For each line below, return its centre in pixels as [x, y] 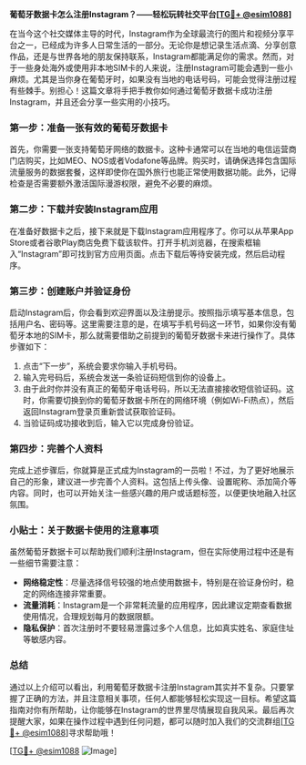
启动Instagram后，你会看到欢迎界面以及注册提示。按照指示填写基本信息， [148, 312]
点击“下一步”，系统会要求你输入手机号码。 [102, 366]
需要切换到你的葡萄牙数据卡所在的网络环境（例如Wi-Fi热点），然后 [171, 400]
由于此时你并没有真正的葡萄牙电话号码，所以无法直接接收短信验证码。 [154, 388]
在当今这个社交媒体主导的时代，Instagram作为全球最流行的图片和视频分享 [148, 34]
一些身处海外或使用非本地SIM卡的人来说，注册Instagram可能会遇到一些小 [155, 68]
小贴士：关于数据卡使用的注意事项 [84, 530]
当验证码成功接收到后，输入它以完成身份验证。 [110, 423]
